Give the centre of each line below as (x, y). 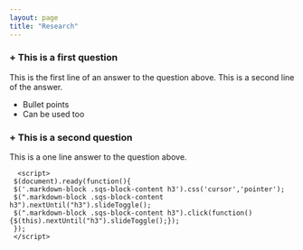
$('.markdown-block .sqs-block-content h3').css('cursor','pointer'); (149, 190)
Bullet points (46, 104)
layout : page (34, 18)
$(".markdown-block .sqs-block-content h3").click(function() (133, 213)
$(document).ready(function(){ (72, 181)
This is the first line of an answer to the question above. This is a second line (152, 77)
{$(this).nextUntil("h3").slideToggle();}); (95, 221)
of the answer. (36, 87)
